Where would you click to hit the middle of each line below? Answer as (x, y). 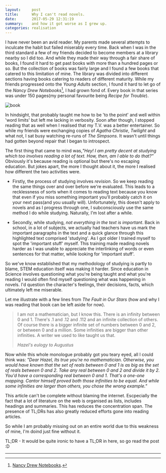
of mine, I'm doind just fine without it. (43, 431)
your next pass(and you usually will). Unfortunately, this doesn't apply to (86, 202)
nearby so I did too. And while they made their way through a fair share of (80, 58)
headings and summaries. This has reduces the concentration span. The (79, 406)
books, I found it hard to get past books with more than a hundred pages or (82, 63)
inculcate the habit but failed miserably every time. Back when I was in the (81, 47)
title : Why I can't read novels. (45, 14)
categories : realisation (31, 28)
